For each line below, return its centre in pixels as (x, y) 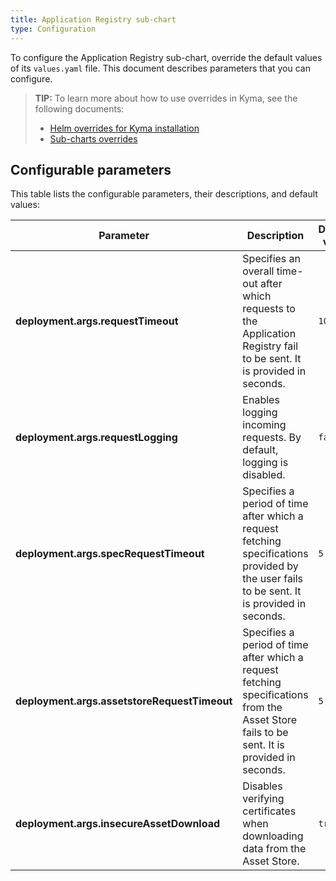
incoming (264, 425)
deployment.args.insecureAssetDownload (118, 824)
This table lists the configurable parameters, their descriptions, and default (164, 194)
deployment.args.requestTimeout (97, 321)
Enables (261, 400)
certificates (269, 811)
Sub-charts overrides (93, 138)
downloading (273, 836)
